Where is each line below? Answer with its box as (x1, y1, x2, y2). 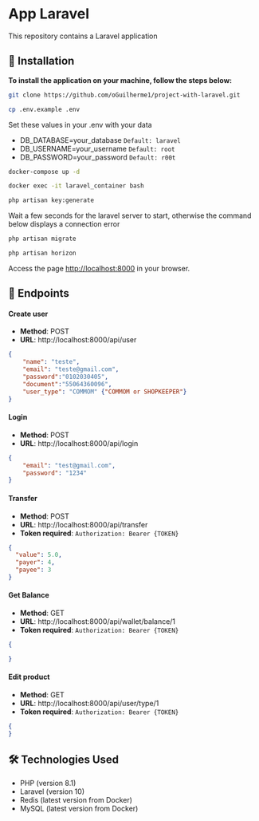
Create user (8, 309, 49, 318)
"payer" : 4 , (15, 559, 56, 566)
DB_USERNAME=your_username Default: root (19, 144, 175, 153)
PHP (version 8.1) (19, 778, 77, 787)
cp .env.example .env (8, 105, 80, 113)
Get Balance (8, 590, 49, 600)
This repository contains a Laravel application (8, 31, 158, 41)
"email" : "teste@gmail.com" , (22, 365, 120, 373)
